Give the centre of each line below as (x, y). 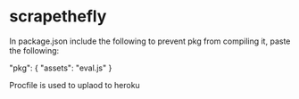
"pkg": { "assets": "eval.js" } (61, 68)
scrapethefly (58, 16)
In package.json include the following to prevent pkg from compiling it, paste (150, 41)
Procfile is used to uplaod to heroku (75, 85)
